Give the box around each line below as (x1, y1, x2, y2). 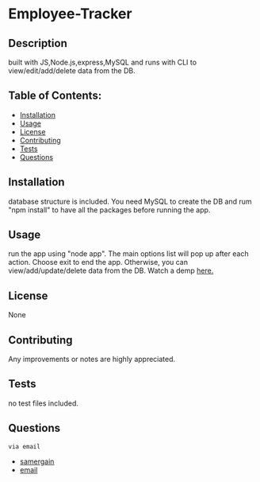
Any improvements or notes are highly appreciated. (8, 355, 176, 364)
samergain (19, 457, 55, 466)
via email (8, 442, 41, 450)
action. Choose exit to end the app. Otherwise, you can (8, 258, 189, 267)
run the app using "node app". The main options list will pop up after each (8, 249, 249, 258)
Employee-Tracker (8, 5, 132, 23)
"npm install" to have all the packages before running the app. (8, 204, 211, 215)
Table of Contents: (8, 89, 102, 103)
